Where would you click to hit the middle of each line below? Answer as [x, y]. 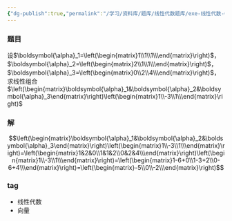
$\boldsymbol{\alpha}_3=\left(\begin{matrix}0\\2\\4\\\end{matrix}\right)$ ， [114, 73]
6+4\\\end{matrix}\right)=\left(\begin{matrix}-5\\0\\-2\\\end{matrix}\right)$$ [116, 168]
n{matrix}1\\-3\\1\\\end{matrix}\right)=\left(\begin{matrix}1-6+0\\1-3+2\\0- [116, 160]
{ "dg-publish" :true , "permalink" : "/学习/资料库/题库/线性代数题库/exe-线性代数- [116, 13]
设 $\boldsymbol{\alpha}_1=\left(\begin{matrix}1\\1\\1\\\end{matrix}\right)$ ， [114, 55]
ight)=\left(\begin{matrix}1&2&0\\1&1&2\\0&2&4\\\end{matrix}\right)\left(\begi [116, 153]
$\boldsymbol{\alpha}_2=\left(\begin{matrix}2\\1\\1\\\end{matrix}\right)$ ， [112, 64]
